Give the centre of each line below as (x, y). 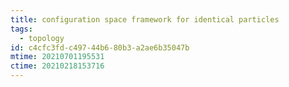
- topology (42, 38)
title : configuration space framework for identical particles (145, 19)
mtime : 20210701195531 (57, 57)
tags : (21, 29)
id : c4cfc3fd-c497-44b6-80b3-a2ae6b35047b (100, 47)
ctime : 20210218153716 (57, 66)
